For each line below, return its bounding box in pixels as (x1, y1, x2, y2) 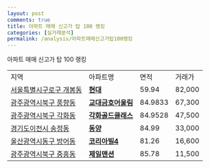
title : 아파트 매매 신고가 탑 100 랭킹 (7, 23, 105, 29)
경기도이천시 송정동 (10, 124, 70, 134)
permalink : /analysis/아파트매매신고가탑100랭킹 (7, 36, 133, 43)
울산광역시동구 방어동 (10, 136, 76, 146)
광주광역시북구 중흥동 (10, 149, 76, 159)
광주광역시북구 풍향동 (10, 98, 76, 108)
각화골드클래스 (89, 111, 134, 121)
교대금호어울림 (89, 98, 134, 108)
